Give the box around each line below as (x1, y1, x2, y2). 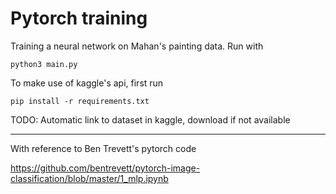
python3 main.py (10, 59, 78, 69)
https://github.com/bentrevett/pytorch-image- (10, 162, 201, 174)
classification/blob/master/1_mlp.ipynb (10, 172, 169, 184)
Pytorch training (10, 7, 148, 30)
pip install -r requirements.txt (10, 96, 150, 106)
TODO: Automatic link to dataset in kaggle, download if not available (10, 113, 291, 126)
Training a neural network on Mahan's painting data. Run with (10, 40, 264, 52)
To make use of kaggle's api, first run (10, 77, 164, 89)
